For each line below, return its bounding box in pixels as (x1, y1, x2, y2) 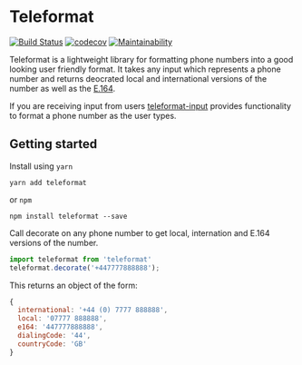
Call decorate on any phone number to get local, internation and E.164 (9, 227, 270, 238)
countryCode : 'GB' (17, 339, 88, 349)
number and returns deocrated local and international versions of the (9, 73, 268, 84)
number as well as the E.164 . (9, 83, 116, 94)
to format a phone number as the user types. (9, 110, 177, 121)
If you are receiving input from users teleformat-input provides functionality (9, 100, 292, 111)
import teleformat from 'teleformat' (9, 254, 152, 264)
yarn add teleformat (9, 178, 88, 187)
